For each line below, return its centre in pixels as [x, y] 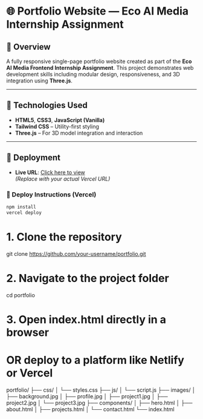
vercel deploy [24, 213]
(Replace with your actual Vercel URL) [63, 179]
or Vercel [30, 373]
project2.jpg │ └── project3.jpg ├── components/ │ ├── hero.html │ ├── [99, 403]
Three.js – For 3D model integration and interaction [79, 133]
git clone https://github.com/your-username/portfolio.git [76, 253]
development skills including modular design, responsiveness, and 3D [93, 74]
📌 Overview [28, 47]
